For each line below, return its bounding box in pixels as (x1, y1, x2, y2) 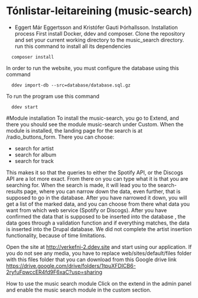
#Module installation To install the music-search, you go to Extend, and (6, 114, 179, 121)
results (6, 188, 23, 195)
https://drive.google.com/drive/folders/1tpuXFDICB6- (6, 262, 136, 269)
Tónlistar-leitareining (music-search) (6, 4, 193, 18)
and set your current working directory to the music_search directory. (14, 36, 184, 43)
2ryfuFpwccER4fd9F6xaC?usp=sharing (6, 268, 102, 275)
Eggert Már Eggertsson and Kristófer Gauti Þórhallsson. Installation (14, 24, 178, 31)
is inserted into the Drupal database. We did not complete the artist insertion (6, 225, 192, 232)
